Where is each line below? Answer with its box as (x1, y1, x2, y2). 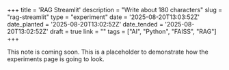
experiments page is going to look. (7, 55, 105, 63)
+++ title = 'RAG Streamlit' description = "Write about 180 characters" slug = (7, 6, 223, 14)
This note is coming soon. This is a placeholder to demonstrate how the (7, 48, 208, 56)
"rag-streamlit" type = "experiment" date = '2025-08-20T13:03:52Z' (7, 13, 200, 21)
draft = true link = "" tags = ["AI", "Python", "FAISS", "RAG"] (49, 27, 217, 35)
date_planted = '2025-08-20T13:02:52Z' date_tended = (7, 20, 164, 28)
